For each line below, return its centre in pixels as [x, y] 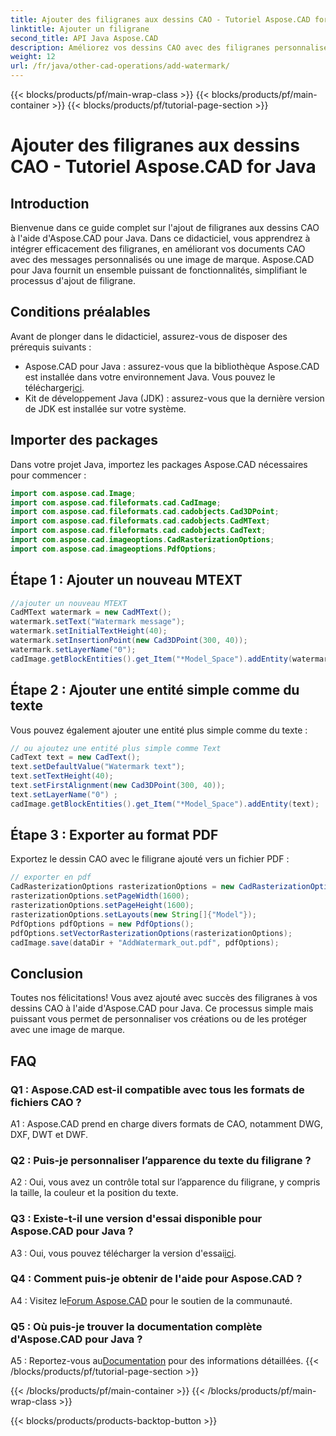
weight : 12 [33, 57]
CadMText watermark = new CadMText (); [91, 612]
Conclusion [47, 973]
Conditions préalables [80, 312]
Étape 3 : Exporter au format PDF [114, 835]
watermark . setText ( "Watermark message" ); [98, 622]
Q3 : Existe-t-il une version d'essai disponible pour [136, 1219]
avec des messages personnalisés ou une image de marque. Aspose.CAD [162, 259]
